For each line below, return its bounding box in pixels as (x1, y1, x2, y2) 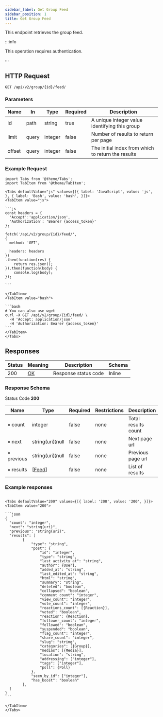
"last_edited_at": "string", (39, 572, 98, 576)
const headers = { (5, 210, 42, 215)
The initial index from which (91, 144, 154, 151)
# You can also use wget (5, 308, 55, 313)
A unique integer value (91, 117, 143, 124)
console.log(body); (14, 270, 53, 275)
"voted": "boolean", (39, 610, 81, 615)
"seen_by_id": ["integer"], (31, 674, 88, 679)
